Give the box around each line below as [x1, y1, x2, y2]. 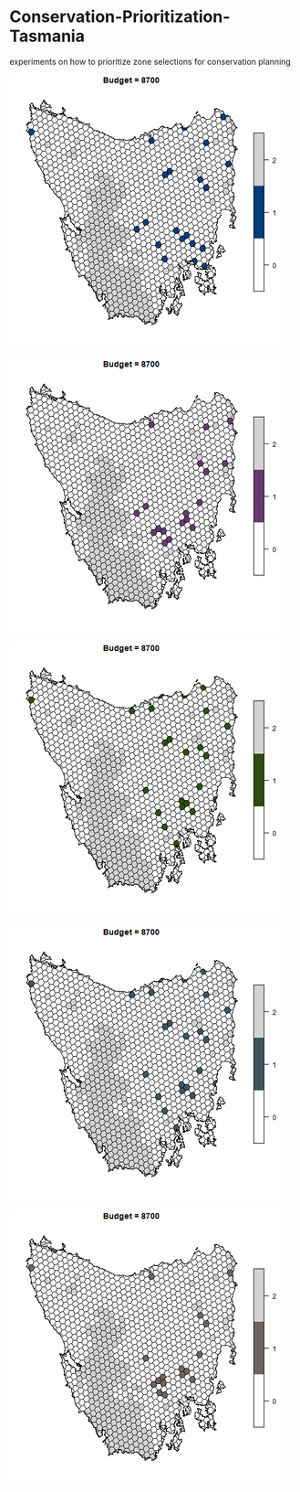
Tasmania [9, 26, 85, 47]
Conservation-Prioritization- [9, 6, 231, 27]
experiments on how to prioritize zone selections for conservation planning [9, 56, 292, 67]
